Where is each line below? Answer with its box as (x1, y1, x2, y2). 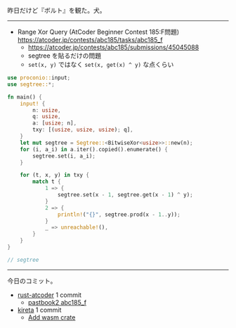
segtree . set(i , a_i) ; (32, 152, 96, 160)
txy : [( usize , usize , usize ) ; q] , (32, 126, 133, 134)
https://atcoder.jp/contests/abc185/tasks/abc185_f (17, 36, 163, 44)
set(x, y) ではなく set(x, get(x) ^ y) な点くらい (27, 61, 174, 68)
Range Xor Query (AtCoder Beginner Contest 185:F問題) (17, 27, 180, 36)
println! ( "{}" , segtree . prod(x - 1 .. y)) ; (57, 210, 181, 218)
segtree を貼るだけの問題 (27, 51, 102, 60)
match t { (32, 178, 61, 185)
